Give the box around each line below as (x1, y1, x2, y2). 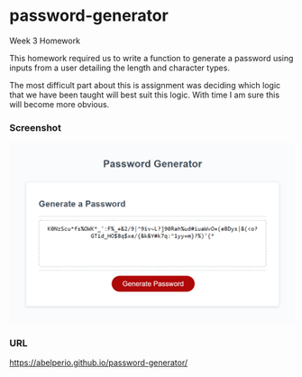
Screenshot (9, 121, 61, 133)
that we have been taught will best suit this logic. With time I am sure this (9, 89, 280, 100)
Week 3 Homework (9, 35, 81, 46)
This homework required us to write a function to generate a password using (9, 52, 294, 63)
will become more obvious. (9, 98, 110, 109)
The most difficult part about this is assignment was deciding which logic (9, 79, 281, 90)
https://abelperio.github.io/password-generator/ (9, 357, 188, 368)
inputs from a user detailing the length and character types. (9, 62, 230, 73)
